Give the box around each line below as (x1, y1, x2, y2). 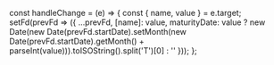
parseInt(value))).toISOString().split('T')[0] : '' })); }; (9, 45, 198, 56)
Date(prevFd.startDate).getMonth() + (9, 36, 145, 46)
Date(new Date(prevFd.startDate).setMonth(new (9, 27, 187, 37)
